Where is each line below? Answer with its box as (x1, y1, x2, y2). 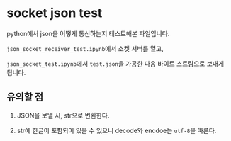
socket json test (6, 5, 103, 21)
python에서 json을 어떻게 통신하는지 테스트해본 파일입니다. (6, 29, 170, 38)
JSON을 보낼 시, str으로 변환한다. (16, 111, 110, 120)
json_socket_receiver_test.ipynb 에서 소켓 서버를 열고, (6, 44, 164, 52)
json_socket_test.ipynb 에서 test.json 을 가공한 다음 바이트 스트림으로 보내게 (6, 59, 225, 68)
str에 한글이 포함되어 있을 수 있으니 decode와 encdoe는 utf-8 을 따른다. (16, 126, 217, 135)
